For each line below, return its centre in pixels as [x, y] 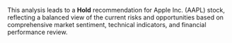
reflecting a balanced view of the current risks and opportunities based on [116, 17]
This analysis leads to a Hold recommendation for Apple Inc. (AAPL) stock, [116, 10]
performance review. [37, 32]
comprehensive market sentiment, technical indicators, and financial [107, 25]
